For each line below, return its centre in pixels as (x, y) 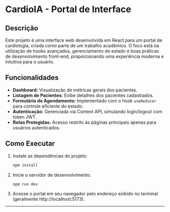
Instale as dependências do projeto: (50, 156)
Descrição (22, 28)
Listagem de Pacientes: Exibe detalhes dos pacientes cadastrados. (83, 95)
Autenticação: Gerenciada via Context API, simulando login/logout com (87, 111)
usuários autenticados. (36, 127)
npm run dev (25, 184)
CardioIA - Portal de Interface (68, 9)
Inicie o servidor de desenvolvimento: (52, 175)
